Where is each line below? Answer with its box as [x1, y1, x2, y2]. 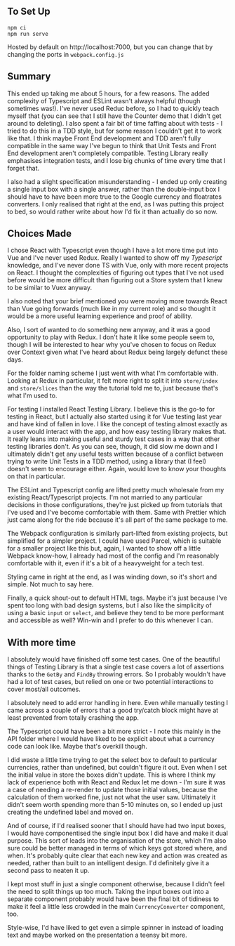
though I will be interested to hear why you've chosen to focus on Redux [7, 341, 217, 349]
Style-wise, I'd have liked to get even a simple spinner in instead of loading [7, 924, 224, 932]
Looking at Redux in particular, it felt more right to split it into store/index [7, 376, 218, 385]
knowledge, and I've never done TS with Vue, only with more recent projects [7, 261, 229, 270]
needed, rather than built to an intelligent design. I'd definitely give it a [7, 859, 210, 867]
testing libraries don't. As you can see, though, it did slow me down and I [7, 442, 217, 451]
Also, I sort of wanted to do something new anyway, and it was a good [7, 326, 210, 334]
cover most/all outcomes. [7, 685, 81, 694]
